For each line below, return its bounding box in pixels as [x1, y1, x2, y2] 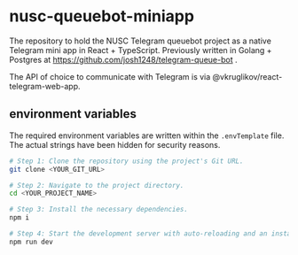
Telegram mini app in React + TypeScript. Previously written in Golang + [9, 44, 272, 55]
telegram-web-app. [9, 81, 81, 91]
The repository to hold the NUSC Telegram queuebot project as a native [9, 35, 272, 46]
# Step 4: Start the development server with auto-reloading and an [9, 229, 268, 238]
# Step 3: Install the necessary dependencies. [9, 205, 189, 214]
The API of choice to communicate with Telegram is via [9, 71, 211, 81]
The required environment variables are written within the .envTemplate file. [9, 130, 285, 141]
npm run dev [9, 237, 53, 246]
